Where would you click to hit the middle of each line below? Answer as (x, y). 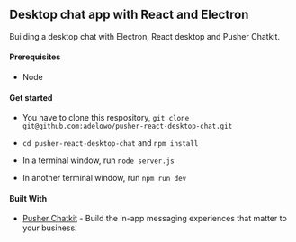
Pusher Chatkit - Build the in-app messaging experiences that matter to (155, 219)
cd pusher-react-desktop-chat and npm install (110, 143)
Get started (31, 97)
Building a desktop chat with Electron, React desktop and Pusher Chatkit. (145, 36)
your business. (50, 228)
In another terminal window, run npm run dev (104, 178)
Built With (28, 198)
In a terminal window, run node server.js (98, 160)
